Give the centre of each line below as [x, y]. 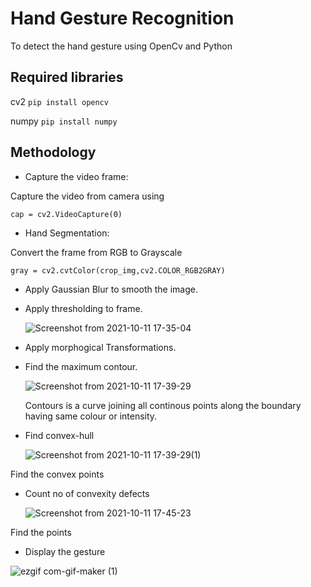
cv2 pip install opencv [59, 101]
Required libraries [67, 77]
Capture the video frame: [76, 176]
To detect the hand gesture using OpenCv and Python [121, 46]
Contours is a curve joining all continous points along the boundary [163, 405]
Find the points [41, 532]
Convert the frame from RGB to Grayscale [96, 252]
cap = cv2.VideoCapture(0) [66, 214]
